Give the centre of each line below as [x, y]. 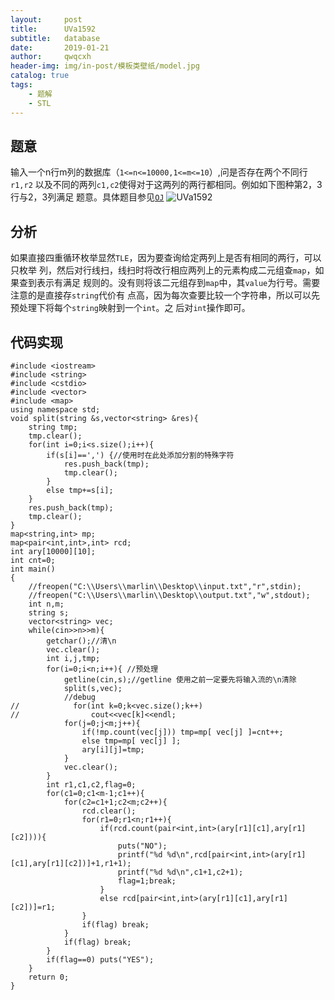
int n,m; [46, 604]
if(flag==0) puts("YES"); [100, 959]
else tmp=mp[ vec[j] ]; [131, 741]
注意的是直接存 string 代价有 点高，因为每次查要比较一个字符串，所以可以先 [165, 295]
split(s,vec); [93, 688]
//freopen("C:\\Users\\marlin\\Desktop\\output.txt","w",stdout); [169, 595]
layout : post [46, 19]
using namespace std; [55, 409]
